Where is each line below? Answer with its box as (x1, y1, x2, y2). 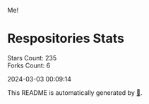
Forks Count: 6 (7, 61, 51, 70)
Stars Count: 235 (7, 53, 57, 62)
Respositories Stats (7, 31, 125, 46)
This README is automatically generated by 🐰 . (7, 88, 143, 97)
